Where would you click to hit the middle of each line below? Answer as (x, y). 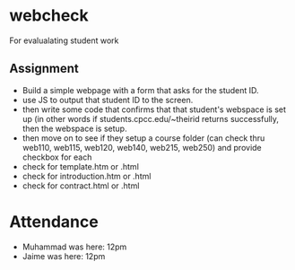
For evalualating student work (64, 40)
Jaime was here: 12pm (64, 256)
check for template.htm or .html (80, 166)
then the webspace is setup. (74, 128)
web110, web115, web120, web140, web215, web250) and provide (142, 147)
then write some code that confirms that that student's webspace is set (154, 109)
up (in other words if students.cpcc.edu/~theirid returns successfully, (151, 118)
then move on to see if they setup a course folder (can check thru (143, 138)
